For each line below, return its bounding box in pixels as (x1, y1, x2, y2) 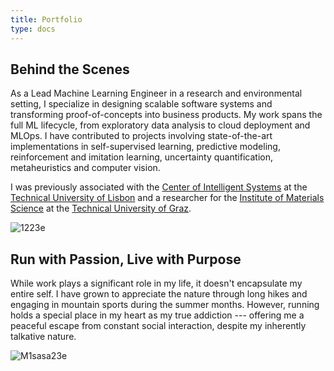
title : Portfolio (10, 14, 83, 25)
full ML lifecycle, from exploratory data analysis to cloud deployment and (10, 119, 311, 131)
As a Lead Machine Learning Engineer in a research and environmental (10, 87, 303, 100)
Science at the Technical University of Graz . (10, 202, 192, 215)
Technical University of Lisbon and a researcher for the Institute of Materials (10, 192, 325, 204)
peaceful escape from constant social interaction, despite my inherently (10, 320, 307, 332)
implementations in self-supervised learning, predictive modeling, (10, 141, 281, 153)
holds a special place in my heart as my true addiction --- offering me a (10, 309, 305, 321)
